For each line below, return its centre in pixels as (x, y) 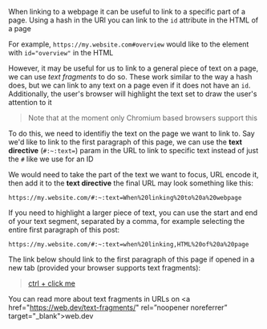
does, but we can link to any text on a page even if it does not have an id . (129, 85)
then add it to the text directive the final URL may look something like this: (131, 183)
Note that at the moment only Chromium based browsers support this (143, 118)
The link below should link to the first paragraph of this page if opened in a (131, 259)
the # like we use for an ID (51, 159)
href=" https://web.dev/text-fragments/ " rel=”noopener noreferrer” (118, 307)
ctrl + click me (52, 283)
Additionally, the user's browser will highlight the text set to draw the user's (133, 94)
